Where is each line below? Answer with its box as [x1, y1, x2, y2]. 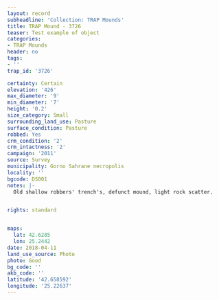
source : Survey [7, 157, 51, 163]
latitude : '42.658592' [7, 276, 72, 284]
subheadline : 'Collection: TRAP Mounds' [7, 16, 125, 23]
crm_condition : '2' [7, 137, 63, 144]
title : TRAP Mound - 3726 [7, 23, 81, 30]
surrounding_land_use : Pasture [7, 118, 97, 125]
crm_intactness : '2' [7, 143, 67, 151]
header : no [7, 49, 38, 56]
